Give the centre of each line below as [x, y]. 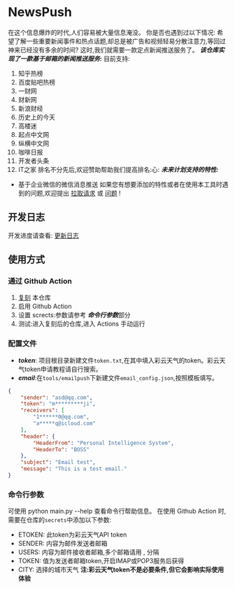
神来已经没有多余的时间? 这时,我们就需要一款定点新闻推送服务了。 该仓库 [113, 50]
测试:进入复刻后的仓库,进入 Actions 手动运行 [81, 324]
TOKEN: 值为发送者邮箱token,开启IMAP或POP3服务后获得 [101, 561]
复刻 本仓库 [34, 298]
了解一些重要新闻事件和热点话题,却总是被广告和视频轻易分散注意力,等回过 [120, 41]
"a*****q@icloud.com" [65, 423]
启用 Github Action [45, 306]
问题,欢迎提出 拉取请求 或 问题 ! [76, 193]
